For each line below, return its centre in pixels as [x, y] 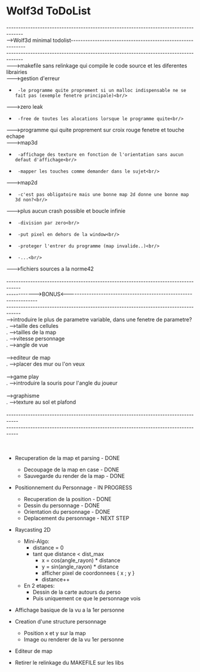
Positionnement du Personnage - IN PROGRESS [73, 487]
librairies [17, 72]
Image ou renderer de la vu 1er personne [74, 639]
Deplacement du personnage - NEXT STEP [76, 518]
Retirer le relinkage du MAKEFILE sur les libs [69, 662]
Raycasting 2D [33, 529]
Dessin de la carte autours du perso [77, 592]
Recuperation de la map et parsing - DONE [67, 458]
